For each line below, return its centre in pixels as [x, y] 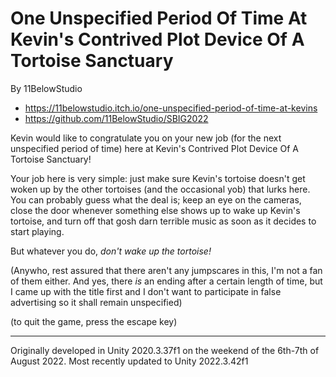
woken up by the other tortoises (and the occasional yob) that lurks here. [160, 189]
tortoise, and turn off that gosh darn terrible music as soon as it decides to [163, 221]
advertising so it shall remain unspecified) [96, 302]
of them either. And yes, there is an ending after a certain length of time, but [166, 281]
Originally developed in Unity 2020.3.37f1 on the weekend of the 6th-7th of [165, 350]
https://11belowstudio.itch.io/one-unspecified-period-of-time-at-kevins [171, 108]
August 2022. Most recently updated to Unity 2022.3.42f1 [129, 361]
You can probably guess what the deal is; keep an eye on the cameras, [156, 199]
